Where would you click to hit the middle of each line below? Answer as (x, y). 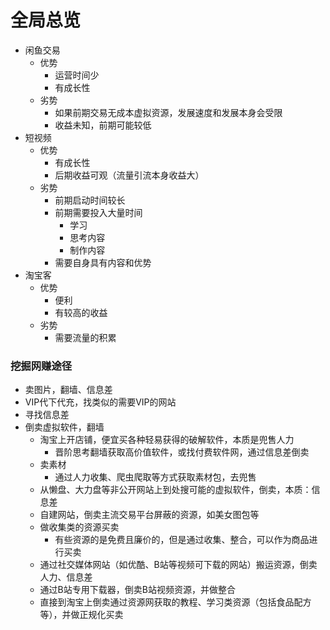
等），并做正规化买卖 (81, 615)
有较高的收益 (81, 312)
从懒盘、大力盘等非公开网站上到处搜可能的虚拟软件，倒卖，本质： (175, 490)
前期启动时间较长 (90, 200)
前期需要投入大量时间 (98, 212)
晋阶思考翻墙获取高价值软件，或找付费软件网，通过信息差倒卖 (182, 452)
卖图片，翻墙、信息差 (68, 390)
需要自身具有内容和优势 (103, 262)
